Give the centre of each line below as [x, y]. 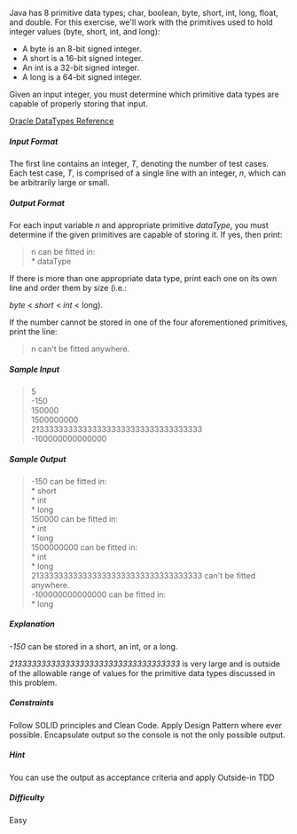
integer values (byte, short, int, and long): [85, 31]
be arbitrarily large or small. [59, 182]
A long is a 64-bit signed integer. [82, 77]
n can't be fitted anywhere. [80, 349]
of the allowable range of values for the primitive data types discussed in [142, 673]
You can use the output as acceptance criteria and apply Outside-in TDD [142, 777]
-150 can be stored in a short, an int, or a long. [94, 646]
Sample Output [38, 459]
